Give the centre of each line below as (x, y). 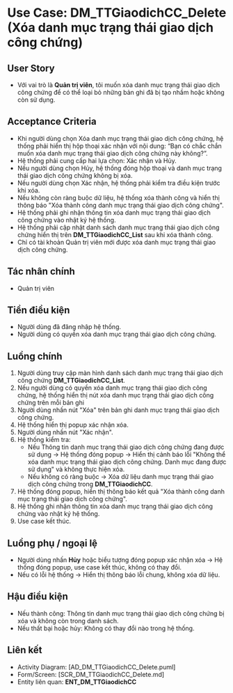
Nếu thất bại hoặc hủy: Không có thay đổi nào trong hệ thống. (106, 628)
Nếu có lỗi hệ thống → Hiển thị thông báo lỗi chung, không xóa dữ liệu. (119, 575)
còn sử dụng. (36, 100)
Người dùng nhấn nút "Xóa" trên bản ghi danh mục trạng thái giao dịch (118, 410)
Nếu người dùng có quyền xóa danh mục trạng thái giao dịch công (112, 388)
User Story (31, 68)
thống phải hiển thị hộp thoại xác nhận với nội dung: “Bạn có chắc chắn (120, 146)
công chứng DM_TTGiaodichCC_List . (71, 381)
